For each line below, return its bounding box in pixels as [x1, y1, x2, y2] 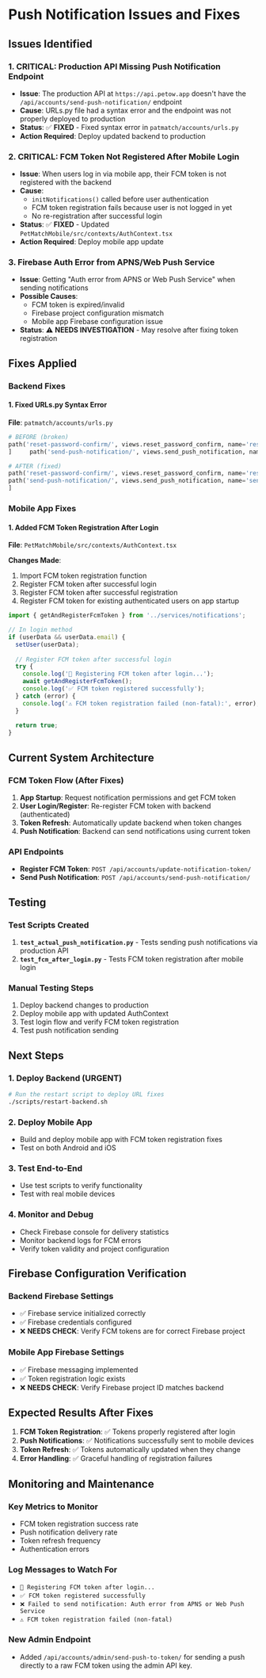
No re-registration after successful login [31, 212, 162, 221]
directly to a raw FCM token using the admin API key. [19, 1661, 192, 1670]
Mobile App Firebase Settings [8, 1347, 124, 1358]
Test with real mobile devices [19, 1189, 116, 1198]
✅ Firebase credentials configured [19, 1317, 132, 1327]
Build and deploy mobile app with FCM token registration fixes [19, 1134, 223, 1144]
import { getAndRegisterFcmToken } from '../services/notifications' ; [8, 612, 246, 620]
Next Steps [8, 1049, 64, 1062]
